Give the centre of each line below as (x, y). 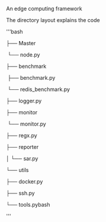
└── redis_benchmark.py (38, 89)
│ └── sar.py (22, 158)
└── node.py (24, 55)
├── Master (21, 43)
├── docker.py (25, 182)
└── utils (17, 170)
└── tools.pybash (28, 204)
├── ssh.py (20, 193)
